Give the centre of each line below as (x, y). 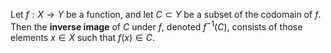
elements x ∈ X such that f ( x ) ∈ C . (82, 37)
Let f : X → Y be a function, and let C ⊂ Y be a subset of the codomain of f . (166, 14)
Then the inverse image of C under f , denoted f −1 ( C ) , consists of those (156, 26)
